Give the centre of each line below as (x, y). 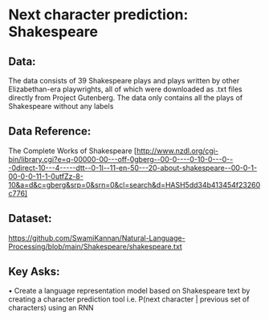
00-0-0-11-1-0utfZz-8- (46, 176)
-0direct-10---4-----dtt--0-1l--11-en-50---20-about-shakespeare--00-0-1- (133, 168)
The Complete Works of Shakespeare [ (73, 151)
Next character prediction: (98, 15)
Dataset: (30, 219)
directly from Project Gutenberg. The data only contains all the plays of (126, 97)
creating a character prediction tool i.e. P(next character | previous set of (129, 299)
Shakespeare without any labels (61, 106)
